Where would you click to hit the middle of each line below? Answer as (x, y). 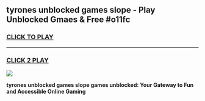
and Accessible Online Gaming (46, 91)
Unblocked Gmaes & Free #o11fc (68, 20)
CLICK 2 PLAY (27, 60)
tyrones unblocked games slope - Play (81, 10)
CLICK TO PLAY (30, 37)
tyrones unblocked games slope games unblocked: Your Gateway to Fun (100, 84)
